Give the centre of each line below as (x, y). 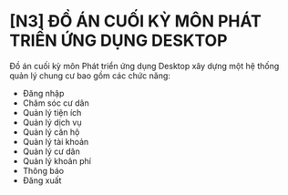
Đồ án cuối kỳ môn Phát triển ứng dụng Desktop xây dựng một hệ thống (144, 66)
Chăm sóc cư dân (56, 103)
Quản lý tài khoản (56, 141)
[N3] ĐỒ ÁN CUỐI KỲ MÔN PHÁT (135, 21)
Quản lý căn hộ (51, 132)
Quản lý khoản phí (57, 160)
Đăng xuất (42, 180)
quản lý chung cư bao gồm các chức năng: (90, 76)
